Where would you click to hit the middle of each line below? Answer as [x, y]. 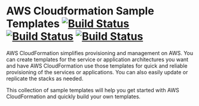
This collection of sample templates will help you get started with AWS [93, 90]
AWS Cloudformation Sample [80, 11]
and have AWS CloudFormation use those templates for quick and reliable [97, 66]
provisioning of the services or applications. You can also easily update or [97, 72]
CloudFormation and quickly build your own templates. [74, 96]
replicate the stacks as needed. [45, 78]
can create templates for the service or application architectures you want [97, 59]
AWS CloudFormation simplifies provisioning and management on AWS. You [100, 53]
